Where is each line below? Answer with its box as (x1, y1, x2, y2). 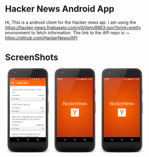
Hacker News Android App (5, 3, 115, 15)
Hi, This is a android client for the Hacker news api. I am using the (5, 19, 136, 25)
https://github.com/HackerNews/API (5, 35, 78, 41)
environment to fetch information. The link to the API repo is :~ (5, 30, 130, 35)
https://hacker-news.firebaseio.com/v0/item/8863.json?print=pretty (5, 24, 141, 30)
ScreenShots (5, 52, 58, 63)
